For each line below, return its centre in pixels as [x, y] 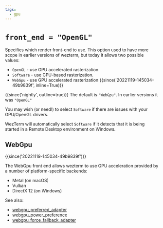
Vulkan [19, 186]
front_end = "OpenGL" [49, 37]
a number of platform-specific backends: [46, 171]
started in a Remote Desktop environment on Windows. [60, 129]
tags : [10, 10]
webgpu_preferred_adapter [39, 210]
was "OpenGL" [18, 100]
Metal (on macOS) [30, 181]
